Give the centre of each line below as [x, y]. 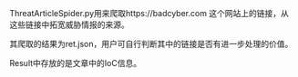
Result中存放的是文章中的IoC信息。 [76, 63]
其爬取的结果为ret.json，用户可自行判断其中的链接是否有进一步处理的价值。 [151, 44]
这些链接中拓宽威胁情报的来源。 [69, 24]
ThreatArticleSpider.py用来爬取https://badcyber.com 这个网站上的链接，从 [149, 13]
